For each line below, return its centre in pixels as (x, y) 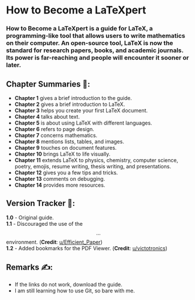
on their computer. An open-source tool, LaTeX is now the (90, 43)
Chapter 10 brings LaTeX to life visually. (62, 154)
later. (14, 65)
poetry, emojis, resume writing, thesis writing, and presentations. (93, 166)
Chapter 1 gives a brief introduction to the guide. (73, 98)
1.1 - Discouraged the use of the (45, 223)
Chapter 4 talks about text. (47, 116)
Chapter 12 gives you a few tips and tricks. (66, 173)
